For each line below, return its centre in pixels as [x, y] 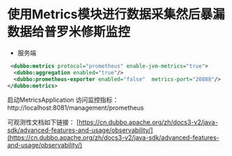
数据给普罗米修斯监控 [69, 32]
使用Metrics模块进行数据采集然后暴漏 [116, 14]
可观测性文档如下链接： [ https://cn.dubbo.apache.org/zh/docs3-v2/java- [113, 122]
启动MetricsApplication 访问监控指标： [63, 100]
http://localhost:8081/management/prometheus [76, 108]
